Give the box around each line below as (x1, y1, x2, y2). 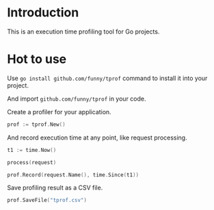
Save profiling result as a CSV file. (7, 183, 103, 192)
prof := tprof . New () (7, 121, 66, 128)
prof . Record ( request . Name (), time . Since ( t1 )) (7, 171, 139, 179)
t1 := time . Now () (7, 146, 57, 153)
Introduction (7, 5, 79, 21)
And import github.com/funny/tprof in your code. (7, 94, 146, 103)
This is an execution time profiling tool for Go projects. (7, 27, 160, 36)
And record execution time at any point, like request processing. (7, 133, 187, 142)
